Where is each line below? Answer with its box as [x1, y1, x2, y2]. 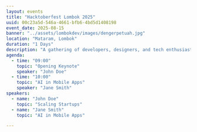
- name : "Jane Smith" [11, 107, 64, 113]
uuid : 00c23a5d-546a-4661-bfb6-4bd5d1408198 [6, 19, 117, 25]
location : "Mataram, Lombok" [6, 36, 77, 42]
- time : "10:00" [11, 74, 51, 80]
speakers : [6, 90, 30, 96]
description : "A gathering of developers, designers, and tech [6, 47, 164, 53]
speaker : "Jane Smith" [16, 85, 72, 91]
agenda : [6, 52, 25, 58]
